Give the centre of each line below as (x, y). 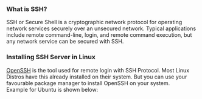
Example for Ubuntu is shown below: (52, 89)
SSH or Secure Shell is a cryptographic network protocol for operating (94, 22)
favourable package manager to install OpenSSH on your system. (88, 83)
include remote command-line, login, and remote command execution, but (99, 35)
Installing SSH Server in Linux (51, 57)
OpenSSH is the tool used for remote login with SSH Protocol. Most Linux (98, 70)
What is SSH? (27, 9)
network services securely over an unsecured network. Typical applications (101, 28)
